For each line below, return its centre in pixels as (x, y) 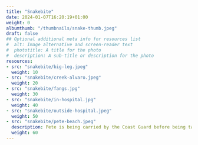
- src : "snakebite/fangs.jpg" (43, 89)
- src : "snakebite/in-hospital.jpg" (51, 99)
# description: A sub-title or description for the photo (80, 56)
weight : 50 (25, 116)
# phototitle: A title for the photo (54, 50)
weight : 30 (25, 94)
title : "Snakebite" (30, 12)
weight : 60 (25, 133)
